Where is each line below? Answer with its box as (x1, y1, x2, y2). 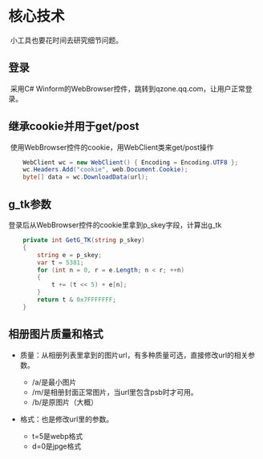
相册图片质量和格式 (8, 328, 103, 341)
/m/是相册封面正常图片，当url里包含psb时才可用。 (31, 387, 198, 397)
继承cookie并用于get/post (8, 119, 140, 133)
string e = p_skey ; (37, 251, 103, 259)
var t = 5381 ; (37, 258, 84, 267)
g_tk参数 (8, 197, 52, 211)
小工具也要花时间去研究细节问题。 (10, 35, 123, 45)
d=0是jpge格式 (31, 441, 82, 451)
